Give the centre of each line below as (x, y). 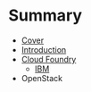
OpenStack (42, 78)
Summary (45, 16)
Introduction (44, 49)
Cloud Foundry (49, 59)
